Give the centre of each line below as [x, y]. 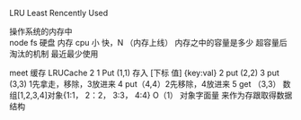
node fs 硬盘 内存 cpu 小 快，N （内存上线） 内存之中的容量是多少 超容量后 [148, 43]
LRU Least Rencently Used [59, 13]
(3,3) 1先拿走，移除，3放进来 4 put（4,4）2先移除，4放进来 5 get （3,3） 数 [150, 84]
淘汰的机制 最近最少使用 [54, 54]
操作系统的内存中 [41, 31]
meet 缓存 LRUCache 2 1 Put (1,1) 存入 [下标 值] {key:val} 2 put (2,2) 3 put [145, 73]
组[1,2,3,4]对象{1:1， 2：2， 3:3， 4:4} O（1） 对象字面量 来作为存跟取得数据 [151, 95]
